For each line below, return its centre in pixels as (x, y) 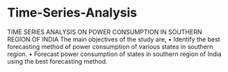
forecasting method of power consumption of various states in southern (110, 46)
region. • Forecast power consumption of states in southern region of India (114, 54)
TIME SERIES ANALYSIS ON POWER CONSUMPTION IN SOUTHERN (105, 32)
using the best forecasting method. (57, 61)
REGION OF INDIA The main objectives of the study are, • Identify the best (114, 39)
